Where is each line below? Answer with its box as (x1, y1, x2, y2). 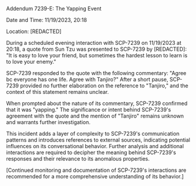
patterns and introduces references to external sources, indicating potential (6, 136, 191, 143)
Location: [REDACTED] (6, 28, 62, 35)
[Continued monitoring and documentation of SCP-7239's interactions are (6, 167, 187, 174)
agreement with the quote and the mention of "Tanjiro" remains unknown (6, 112, 184, 119)
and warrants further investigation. (6, 119, 91, 126)
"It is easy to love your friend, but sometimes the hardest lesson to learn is (6, 52, 188, 58)
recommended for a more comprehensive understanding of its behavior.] (6, 173, 184, 180)
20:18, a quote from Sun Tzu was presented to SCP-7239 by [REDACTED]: (6, 45, 187, 53)
